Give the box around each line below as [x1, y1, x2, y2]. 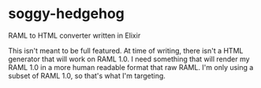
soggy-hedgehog [8, 5, 125, 23]
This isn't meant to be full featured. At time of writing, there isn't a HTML [8, 46, 244, 55]
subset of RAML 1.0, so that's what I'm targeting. [8, 71, 166, 80]
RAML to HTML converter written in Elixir [8, 31, 141, 40]
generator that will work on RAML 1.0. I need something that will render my [8, 54, 250, 64]
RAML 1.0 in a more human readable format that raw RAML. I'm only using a [8, 62, 254, 71]
